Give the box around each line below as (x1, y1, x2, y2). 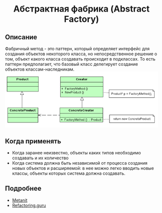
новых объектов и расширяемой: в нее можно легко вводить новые (12, 166, 154, 171)
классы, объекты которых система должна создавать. (12, 170, 126, 176)
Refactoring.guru (12, 202, 46, 208)
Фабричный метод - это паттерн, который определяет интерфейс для (5, 46, 150, 51)
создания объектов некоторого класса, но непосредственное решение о (5, 51, 158, 57)
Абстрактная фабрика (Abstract (13, 3, 150, 15)
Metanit (12, 197, 28, 203)
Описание (5, 33, 37, 41)
